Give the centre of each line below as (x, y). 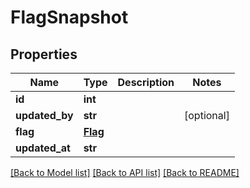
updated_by (44, 115)
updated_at (43, 148)
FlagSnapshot (69, 17)
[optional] (207, 115)
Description (146, 82)
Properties (44, 54)
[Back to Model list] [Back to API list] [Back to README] (125, 172)
